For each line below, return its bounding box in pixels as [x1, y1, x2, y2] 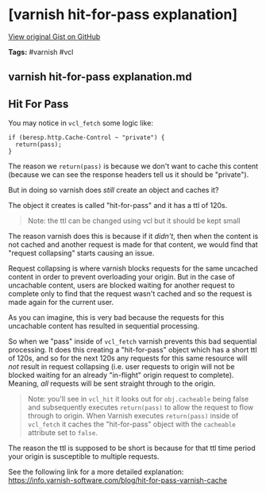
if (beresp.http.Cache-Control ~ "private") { [8, 133, 165, 142]
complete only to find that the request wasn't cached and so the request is [8, 289, 253, 298]
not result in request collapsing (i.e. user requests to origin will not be [8, 362, 235, 372]
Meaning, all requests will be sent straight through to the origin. [8, 379, 216, 388]
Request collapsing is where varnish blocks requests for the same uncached [8, 264, 258, 273]
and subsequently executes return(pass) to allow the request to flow [27, 402, 254, 412]
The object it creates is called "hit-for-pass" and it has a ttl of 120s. [8, 201, 228, 210]
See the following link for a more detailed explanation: [8, 467, 184, 477]
